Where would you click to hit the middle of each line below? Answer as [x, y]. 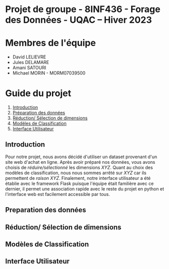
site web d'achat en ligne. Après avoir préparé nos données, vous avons [80, 162]
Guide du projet [38, 93]
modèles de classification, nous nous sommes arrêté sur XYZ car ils [76, 173]
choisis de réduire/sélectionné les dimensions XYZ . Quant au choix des [79, 167]
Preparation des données [46, 210]
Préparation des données [39, 113]
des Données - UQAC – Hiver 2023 [79, 20]
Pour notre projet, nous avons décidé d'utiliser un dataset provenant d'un [81, 157]
